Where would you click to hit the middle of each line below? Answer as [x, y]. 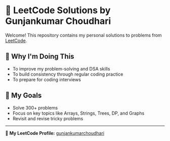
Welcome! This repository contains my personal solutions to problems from [83, 35]
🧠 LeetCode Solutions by [58, 10]
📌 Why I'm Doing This [40, 57]
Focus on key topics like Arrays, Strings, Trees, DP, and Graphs [78, 113]
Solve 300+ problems [35, 108]
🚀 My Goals [24, 96]
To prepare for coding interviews [47, 79]
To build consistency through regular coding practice [68, 74]
